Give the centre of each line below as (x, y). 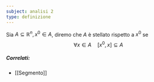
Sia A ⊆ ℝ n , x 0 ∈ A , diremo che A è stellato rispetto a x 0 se (77, 34)
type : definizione (28, 17)
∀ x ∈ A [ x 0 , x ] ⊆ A (98, 44)
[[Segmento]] (31, 73)
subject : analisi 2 (30, 11)
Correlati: (18, 58)
